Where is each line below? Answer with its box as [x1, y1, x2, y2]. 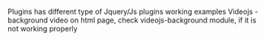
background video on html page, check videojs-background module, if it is [7, 15, 257, 25]
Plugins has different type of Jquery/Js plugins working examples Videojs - [7, 7, 259, 16]
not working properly [7, 24, 78, 33]
